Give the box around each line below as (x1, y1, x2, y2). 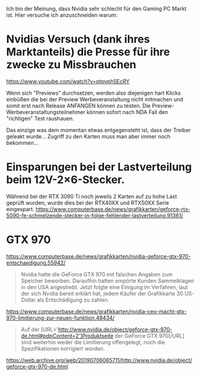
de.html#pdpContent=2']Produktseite (20, 332, 114, 339)
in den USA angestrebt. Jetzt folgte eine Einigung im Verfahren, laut (20, 283, 189, 290)
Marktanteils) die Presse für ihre (6, 45, 170, 59)
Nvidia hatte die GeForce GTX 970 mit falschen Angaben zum (20, 270, 173, 278)
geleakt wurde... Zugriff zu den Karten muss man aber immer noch (6, 133, 171, 140)
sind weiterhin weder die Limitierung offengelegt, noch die (20, 338, 165, 345)
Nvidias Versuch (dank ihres (6, 32, 150, 46)
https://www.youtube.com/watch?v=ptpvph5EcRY (6, 77, 130, 85)
